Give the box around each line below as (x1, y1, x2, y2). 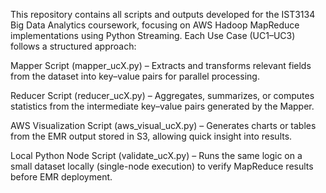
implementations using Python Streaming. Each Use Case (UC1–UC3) (10, 30, 296, 41)
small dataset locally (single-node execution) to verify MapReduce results (10, 160, 314, 172)
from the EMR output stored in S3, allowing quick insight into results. (10, 130, 293, 142)
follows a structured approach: (10, 40, 137, 52)
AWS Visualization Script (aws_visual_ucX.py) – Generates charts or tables (10, 120, 317, 131)
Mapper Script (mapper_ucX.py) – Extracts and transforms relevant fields (10, 60, 312, 71)
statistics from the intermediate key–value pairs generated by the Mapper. (10, 100, 315, 112)
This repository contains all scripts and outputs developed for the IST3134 (10, 9, 316, 20)
